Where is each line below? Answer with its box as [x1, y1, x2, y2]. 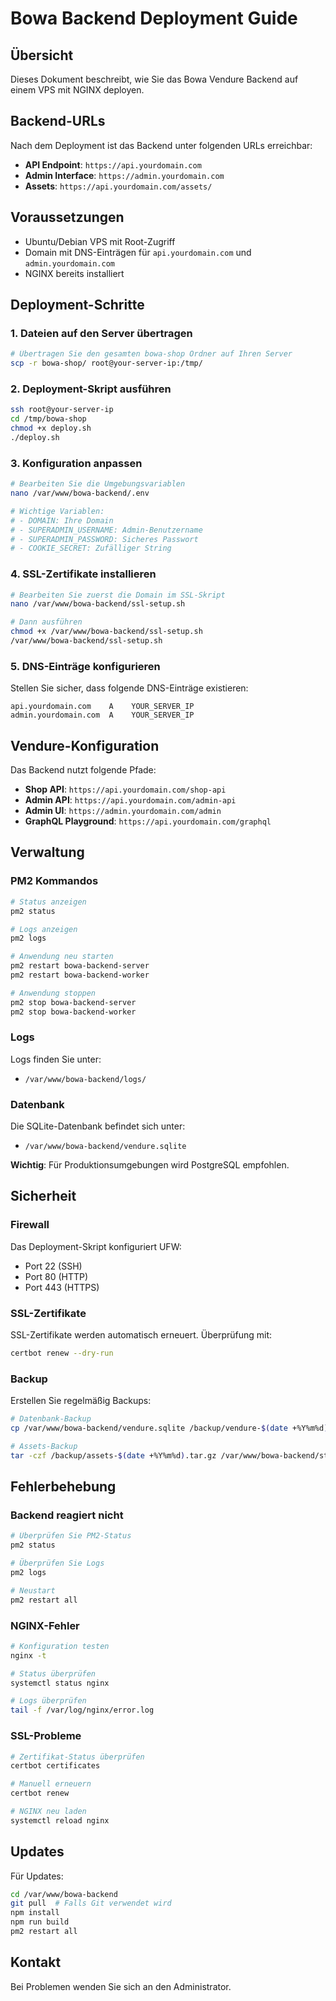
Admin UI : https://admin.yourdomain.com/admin [24, 805, 222, 817]
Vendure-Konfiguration [10, 737, 160, 754]
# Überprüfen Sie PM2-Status [10, 1531, 132, 1541]
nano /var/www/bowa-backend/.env [10, 488, 150, 499]
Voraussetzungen [10, 209, 125, 226]
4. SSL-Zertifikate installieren [10, 567, 157, 581]
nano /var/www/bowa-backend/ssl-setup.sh [10, 599, 186, 609]
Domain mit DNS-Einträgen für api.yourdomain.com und [24, 246, 252, 258]
